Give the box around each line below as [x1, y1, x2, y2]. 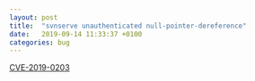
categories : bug [9, 37, 70, 47]
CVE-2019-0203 [9, 62, 70, 73]
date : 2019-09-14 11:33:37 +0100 [9, 29, 143, 38]
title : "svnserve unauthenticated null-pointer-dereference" [9, 21, 247, 30]
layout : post [9, 12, 58, 22]
